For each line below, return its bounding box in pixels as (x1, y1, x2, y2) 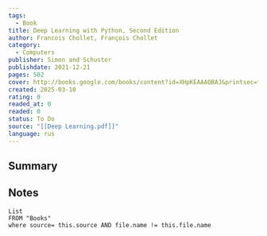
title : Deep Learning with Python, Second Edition (8, 26, 180, 34)
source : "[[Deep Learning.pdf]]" (8, 122, 119, 130)
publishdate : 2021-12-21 (8, 64, 91, 72)
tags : (8, 11, 26, 20)
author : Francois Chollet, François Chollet (8, 33, 158, 42)
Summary (8, 160, 58, 173)
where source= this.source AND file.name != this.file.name (8, 221, 212, 229)
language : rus (8, 130, 56, 137)
